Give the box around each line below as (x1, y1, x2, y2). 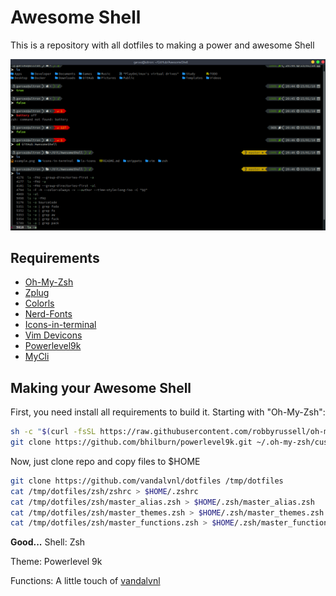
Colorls (24, 297, 55, 310)
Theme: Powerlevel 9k (10, 556, 103, 568)
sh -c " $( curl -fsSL (10, 427, 97, 437)
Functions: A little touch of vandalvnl (10, 575, 161, 587)
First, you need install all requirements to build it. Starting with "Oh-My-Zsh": (10, 406, 326, 418)
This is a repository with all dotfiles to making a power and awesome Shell (10, 39, 315, 51)
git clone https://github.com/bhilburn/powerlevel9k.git (10, 437, 253, 448)
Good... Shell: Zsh (10, 536, 86, 548)
